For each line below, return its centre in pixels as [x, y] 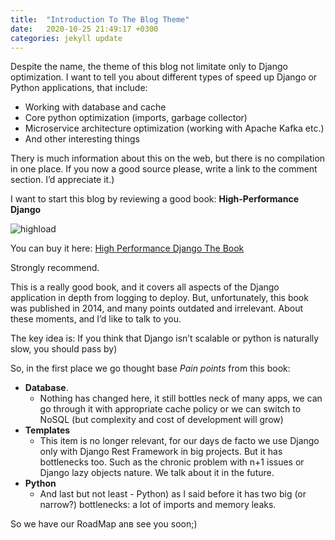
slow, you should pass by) [64, 349]
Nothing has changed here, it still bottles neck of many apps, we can [181, 398]
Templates [47, 430]
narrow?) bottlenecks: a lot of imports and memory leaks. [158, 505]
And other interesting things [82, 139]
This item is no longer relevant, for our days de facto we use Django [179, 441]
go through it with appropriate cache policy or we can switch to [170, 409]
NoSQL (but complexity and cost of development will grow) [161, 420]
